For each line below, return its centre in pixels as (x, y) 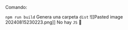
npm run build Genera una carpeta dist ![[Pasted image (64, 17)
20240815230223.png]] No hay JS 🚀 (44, 22)
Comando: (16, 7)
